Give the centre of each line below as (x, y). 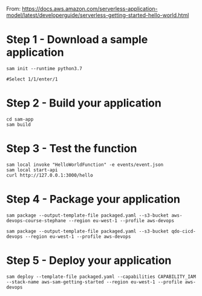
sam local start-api (32, 170)
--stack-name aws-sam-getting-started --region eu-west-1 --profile (94, 282)
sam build (19, 124)
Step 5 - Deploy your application (89, 260)
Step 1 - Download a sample (77, 40)
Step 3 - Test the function (72, 149)
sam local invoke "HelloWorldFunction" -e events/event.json (85, 165)
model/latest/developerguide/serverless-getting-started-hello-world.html (98, 15)
